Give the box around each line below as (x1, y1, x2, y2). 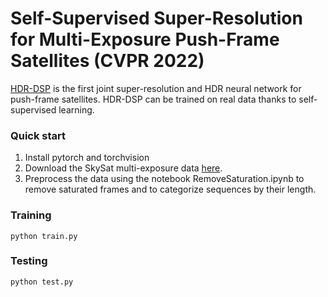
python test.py (10, 277, 74, 287)
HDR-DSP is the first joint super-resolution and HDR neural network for (10, 82, 302, 94)
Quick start (10, 128, 67, 142)
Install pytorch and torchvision (24, 152, 150, 164)
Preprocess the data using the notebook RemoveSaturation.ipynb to (24, 173, 305, 185)
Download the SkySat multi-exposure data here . (24, 162, 223, 174)
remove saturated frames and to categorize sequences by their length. (24, 183, 317, 196)
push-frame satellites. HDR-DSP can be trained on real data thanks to (10, 93, 297, 105)
